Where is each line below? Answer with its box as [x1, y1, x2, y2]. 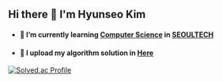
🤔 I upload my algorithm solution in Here [19, 48, 154, 58]
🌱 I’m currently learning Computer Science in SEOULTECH [19, 29, 214, 39]
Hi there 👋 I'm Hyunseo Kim [8, 8, 146, 21]
